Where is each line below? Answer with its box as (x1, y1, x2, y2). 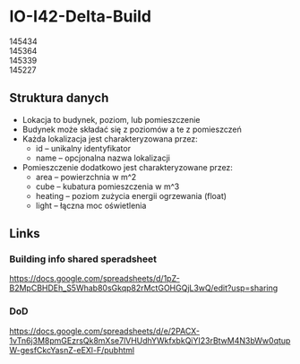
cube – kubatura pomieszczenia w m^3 (35, 181, 180, 192)
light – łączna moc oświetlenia (35, 200, 147, 211)
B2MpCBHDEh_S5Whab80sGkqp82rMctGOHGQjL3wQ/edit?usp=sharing (9, 282, 279, 293)
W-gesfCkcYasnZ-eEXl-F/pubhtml (9, 344, 135, 355)
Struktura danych (9, 91, 109, 106)
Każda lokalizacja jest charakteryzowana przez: (21, 133, 199, 144)
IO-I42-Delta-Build (9, 6, 152, 27)
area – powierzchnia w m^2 (35, 171, 137, 182)
